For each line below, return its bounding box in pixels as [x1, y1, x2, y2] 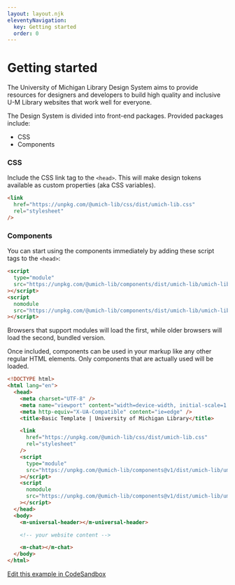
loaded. [7, 362, 29, 370]
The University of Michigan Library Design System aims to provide [7, 83, 199, 92]
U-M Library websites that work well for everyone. [7, 98, 152, 107]
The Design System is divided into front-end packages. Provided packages [7, 112, 224, 120]
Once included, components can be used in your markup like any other [7, 347, 212, 356]
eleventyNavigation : [7, 17, 68, 24]
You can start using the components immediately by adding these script [7, 247, 215, 255]
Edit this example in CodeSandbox [7, 570, 106, 579]
